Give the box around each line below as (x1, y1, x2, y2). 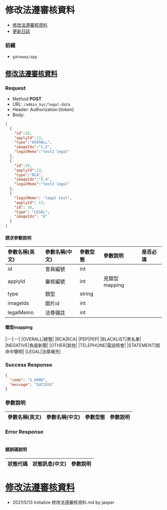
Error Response (5, 428, 44, 435)
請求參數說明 (5, 235, 31, 241)
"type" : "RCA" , (14, 172, 43, 177)
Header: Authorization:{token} (12, 106, 75, 112)
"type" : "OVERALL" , (14, 140, 52, 145)
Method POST (12, 96, 42, 102)
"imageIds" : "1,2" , (14, 145, 52, 150)
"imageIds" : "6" (14, 214, 48, 219)
